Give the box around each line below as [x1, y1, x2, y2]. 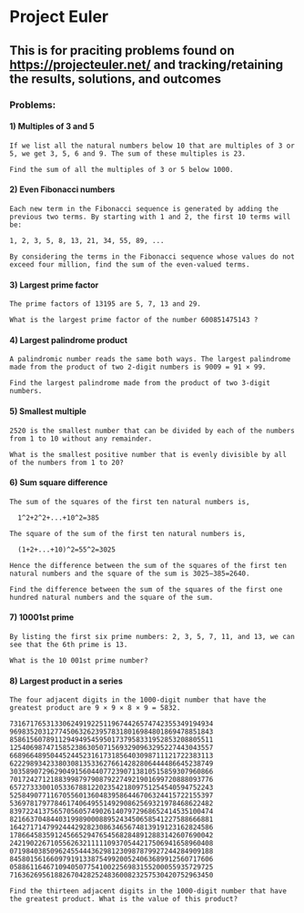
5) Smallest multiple [9, 405, 86, 416]
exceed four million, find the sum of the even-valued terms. [9, 259, 250, 269]
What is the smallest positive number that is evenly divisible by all [9, 450, 287, 459]
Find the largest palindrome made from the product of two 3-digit [9, 379, 271, 388]
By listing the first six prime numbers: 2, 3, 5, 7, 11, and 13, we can [9, 632, 296, 641]
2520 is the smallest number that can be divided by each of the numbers [9, 426, 296, 435]
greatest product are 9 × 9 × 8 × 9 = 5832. [9, 704, 181, 713]
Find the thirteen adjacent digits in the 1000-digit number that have [9, 887, 287, 896]
